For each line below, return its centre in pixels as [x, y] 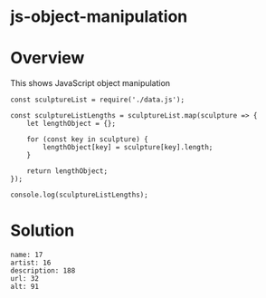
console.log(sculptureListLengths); [79, 195]
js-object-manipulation [99, 17]
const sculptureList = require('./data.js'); [97, 100]
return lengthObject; [67, 171]
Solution [43, 231]
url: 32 [25, 279]
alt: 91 [25, 287]
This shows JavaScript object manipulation [90, 83]
